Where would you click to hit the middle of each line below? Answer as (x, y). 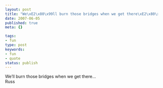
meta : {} (14, 27)
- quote (13, 58)
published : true (21, 23)
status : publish (21, 63)
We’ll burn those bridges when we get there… (50, 76)
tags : (10, 36)
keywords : (15, 49)
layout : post (18, 9)
